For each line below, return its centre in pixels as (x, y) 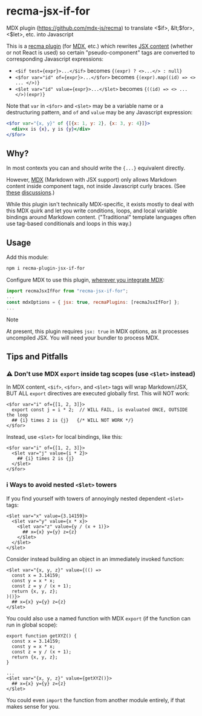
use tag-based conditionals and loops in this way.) (69, 224)
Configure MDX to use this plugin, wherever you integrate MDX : (86, 280)
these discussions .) (31, 192)
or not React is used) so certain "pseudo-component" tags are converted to (101, 52)
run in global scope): (32, 625)
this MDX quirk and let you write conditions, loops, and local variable (92, 211)
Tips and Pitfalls (37, 356)
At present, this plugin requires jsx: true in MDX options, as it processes (98, 331)
